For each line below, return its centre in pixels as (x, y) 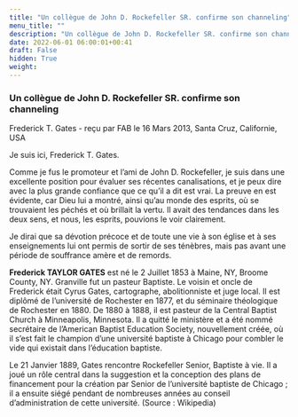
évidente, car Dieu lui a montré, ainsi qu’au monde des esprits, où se (134, 201)
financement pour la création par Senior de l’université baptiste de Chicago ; (149, 384)
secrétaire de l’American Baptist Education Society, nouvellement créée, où (146, 329)
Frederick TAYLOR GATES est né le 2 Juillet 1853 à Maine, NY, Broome (139, 272)
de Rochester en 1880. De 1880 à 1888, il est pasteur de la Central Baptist (143, 311)
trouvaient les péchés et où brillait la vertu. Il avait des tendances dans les (144, 210)
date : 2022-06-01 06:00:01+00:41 (71, 42)
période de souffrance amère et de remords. (90, 256)
